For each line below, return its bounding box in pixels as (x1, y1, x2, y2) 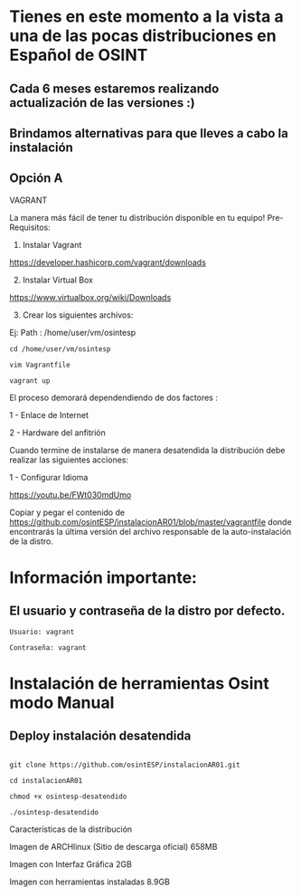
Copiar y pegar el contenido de (9, 507, 125, 518)
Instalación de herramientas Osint (9, 672, 269, 693)
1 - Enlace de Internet (9, 409, 89, 420)
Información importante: (9, 567, 197, 587)
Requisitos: (9, 222, 52, 233)
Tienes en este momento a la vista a (9, 6, 284, 27)
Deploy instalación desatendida (9, 729, 192, 744)
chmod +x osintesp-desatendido (9, 792, 127, 801)
